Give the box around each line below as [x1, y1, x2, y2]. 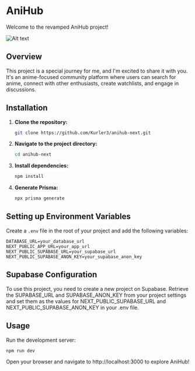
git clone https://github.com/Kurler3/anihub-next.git [14, 130, 151, 136]
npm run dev [6, 348, 35, 353]
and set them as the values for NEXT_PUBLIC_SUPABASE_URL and [6, 297, 166, 305]
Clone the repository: [14, 118, 68, 125]
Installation [6, 103, 48, 113]
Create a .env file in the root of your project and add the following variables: [6, 227, 189, 234]
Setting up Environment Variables [6, 212, 131, 222]
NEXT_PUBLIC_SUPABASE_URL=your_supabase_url [6, 249, 116, 255]
